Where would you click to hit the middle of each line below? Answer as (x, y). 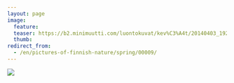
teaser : (25, 33)
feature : (26, 27)
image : (17, 20)
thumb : (23, 40)
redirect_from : (29, 46)
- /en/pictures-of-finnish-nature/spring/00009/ (85, 53)
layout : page (26, 14)
